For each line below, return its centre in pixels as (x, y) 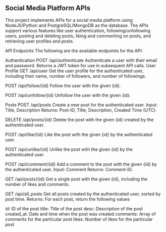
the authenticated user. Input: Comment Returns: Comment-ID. (69, 169)
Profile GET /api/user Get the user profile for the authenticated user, (74, 71)
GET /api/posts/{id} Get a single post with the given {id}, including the (76, 179)
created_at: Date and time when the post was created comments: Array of (81, 214)
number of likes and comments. (37, 184)
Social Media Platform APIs (48, 8)
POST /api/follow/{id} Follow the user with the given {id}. (63, 86)
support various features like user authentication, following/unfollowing (78, 30)
